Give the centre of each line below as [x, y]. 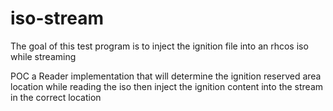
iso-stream [57, 18]
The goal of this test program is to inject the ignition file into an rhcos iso [159, 46]
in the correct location [56, 97]
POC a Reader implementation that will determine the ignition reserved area [166, 76]
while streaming [43, 56]
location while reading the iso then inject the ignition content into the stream [167, 86]
